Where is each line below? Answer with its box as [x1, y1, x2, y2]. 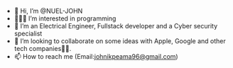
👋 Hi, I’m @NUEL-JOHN [13, 7, 83, 15]
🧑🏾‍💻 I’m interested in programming [13, 14, 116, 23]
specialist [13, 29, 43, 38]
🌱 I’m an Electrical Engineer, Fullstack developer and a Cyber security [13, 22, 218, 30]
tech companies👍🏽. [13, 45, 72, 52]
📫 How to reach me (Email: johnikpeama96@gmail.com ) [13, 52, 179, 60]
